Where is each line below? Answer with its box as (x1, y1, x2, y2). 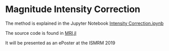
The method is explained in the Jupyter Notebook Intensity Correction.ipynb (5, 20, 164, 26)
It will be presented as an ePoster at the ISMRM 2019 (5, 39, 115, 46)
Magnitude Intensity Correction (5, 4, 141, 15)
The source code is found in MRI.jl (5, 30, 77, 36)
